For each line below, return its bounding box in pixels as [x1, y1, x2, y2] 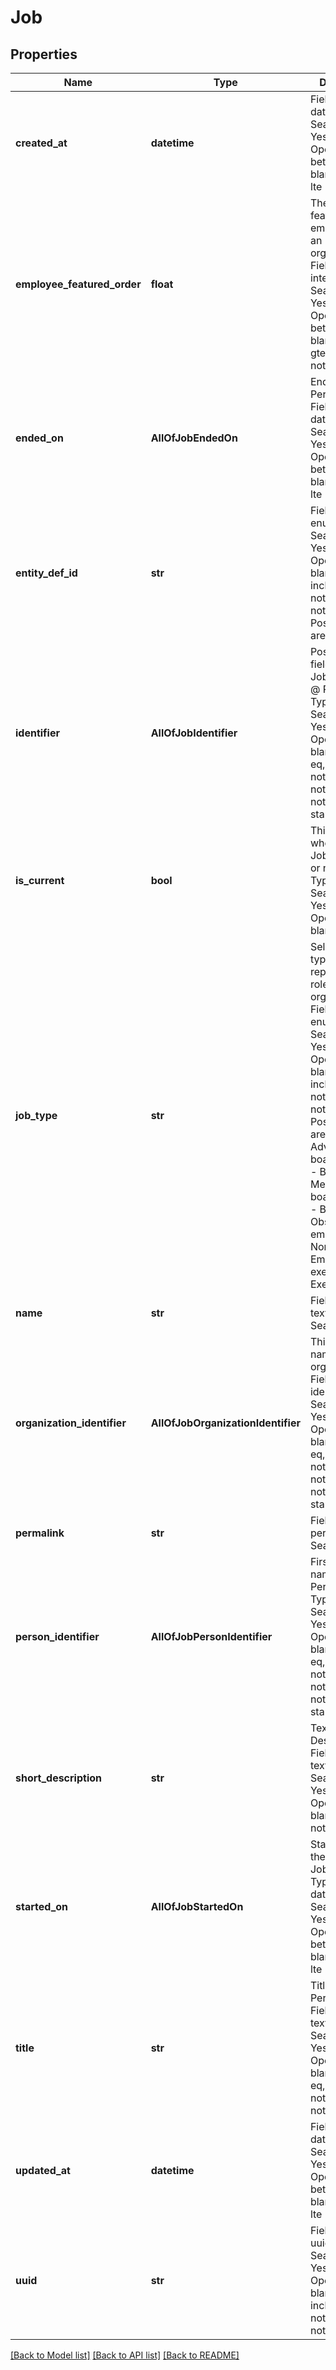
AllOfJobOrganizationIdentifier [150, 1416, 301, 1430]
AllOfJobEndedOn [150, 431, 238, 445]
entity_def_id [15, 566, 78, 580]
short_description [15, 1771, 103, 1785]
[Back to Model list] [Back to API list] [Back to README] [10, 2349, 240, 2361]
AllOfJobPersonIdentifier [150, 1630, 273, 1643]
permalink [15, 1526, 65, 1540]
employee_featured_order [15, 277, 142, 291]
